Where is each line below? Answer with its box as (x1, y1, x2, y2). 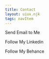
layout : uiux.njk (5, 12, 40, 17)
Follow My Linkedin (5, 39, 44, 45)
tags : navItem (5, 16, 34, 21)
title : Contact (5, 7, 36, 12)
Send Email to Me (5, 30, 40, 36)
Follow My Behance (5, 48, 45, 54)
